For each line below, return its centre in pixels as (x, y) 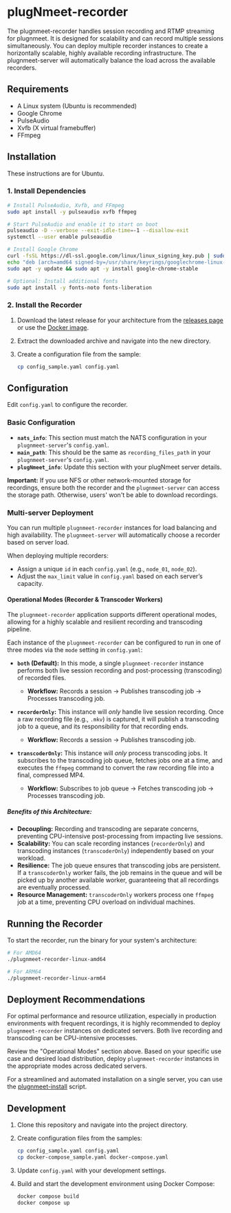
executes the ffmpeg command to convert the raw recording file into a (115, 768)
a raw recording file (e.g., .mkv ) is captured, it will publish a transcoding (118, 719)
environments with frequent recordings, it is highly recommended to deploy (114, 1024)
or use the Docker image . (53, 327)
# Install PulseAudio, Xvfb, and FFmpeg (66, 205)
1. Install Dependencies (47, 191)
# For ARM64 (24, 971)
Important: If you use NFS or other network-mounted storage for (99, 480)
